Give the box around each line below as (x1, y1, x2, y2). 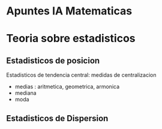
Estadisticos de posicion (6, 55, 100, 65)
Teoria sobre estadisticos (6, 32, 136, 46)
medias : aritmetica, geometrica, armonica (14, 83, 120, 91)
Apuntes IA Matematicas (6, 4, 133, 18)
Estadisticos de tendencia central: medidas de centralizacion (6, 71, 157, 79)
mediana (14, 89, 37, 97)
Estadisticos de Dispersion (6, 113, 109, 124)
